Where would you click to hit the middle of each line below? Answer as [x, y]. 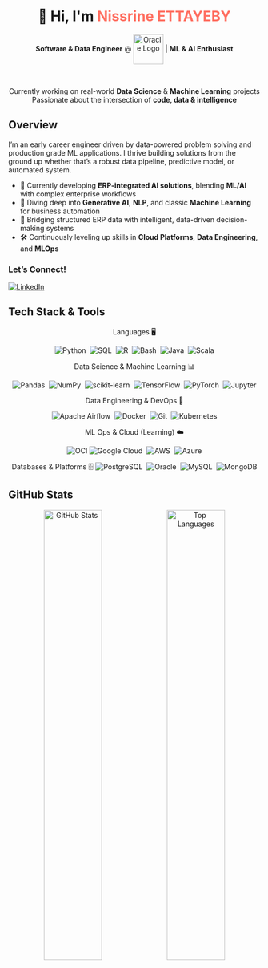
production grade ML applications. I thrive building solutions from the [122, 152]
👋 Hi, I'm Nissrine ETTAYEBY [134, 16]
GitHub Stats [41, 495]
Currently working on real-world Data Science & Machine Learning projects [134, 91]
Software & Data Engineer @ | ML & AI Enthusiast [134, 48]
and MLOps [39, 249]
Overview [33, 125]
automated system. [40, 170]
